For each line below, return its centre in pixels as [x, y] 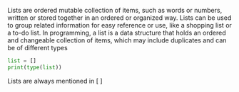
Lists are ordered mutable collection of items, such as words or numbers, [115, 10]
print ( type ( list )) [35, 67]
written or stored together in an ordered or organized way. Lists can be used [119, 18]
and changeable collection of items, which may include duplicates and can [117, 40]
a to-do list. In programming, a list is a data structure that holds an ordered [117, 33]
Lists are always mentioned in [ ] [55, 81]
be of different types [37, 48]
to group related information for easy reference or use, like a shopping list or [119, 25]
